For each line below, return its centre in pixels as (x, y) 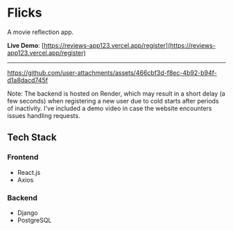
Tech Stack (32, 138)
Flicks (25, 13)
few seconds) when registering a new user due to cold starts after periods (113, 101)
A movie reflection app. (41, 32)
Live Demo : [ (26, 45)
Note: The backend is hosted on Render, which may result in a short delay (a (116, 93)
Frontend (23, 157)
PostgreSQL (34, 220)
